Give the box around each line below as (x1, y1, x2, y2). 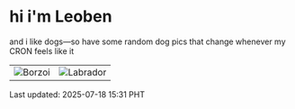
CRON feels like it (9, 45, 75, 56)
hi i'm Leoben (9, 6, 112, 27)
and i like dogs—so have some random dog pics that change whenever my (9, 36, 286, 47)
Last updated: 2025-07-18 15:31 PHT (9, 88, 146, 100)
